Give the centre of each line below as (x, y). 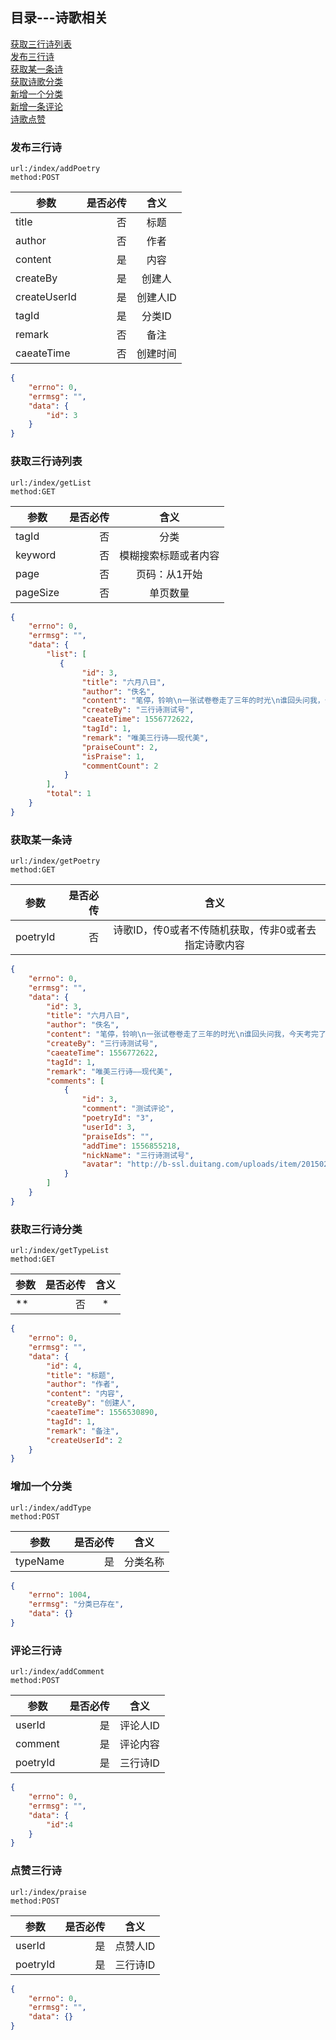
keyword (36, 555)
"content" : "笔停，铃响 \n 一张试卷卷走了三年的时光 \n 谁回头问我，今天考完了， (190, 1034)
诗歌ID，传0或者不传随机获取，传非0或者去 (215, 930)
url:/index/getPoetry (55, 861)
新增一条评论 (36, 106)
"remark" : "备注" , (83, 1431)
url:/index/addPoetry (55, 169)
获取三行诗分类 (46, 1229)
